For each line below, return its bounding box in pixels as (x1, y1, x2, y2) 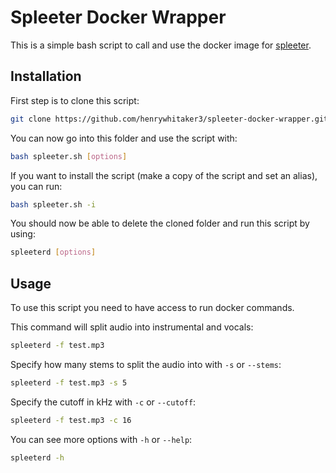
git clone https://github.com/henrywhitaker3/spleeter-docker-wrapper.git (10, 114, 329, 124)
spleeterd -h (10, 452, 65, 463)
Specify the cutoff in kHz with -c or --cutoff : (10, 396, 197, 408)
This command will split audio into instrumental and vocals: (10, 321, 254, 333)
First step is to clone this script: (10, 94, 140, 106)
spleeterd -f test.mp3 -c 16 (10, 415, 132, 425)
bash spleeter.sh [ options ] (10, 151, 128, 161)
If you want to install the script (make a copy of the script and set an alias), (10, 169, 318, 181)
